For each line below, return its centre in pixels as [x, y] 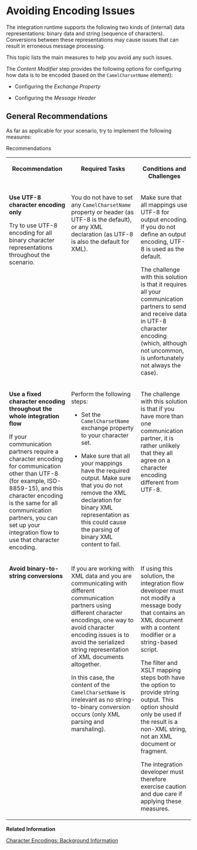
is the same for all [33, 503]
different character [97, 613]
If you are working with [103, 568]
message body [161, 605]
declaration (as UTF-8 [102, 234]
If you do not [158, 227]
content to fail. [101, 544]
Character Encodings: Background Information [62, 840]
